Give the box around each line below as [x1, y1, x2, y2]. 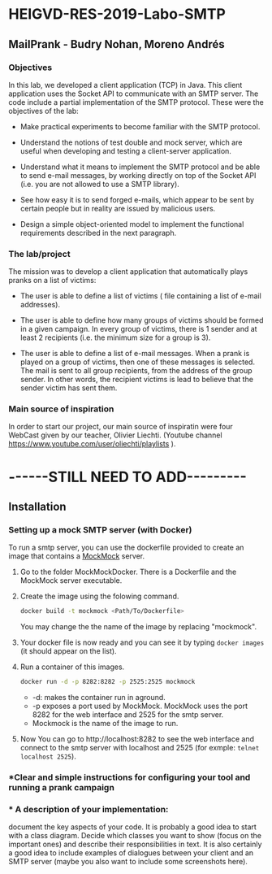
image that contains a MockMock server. [8, 551, 145, 561]
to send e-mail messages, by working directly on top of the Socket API [19, 170, 257, 180]
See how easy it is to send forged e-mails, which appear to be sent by [19, 194, 254, 204]
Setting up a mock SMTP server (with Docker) [8, 524, 192, 535]
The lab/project [8, 248, 71, 259]
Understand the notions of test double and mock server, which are [19, 137, 243, 147]
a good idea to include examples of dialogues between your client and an [8, 848, 254, 858]
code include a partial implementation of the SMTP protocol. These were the [8, 97, 264, 107]
